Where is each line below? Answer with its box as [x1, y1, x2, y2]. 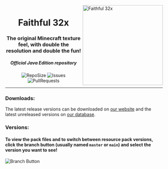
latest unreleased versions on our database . [5, 111, 96, 117]
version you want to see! [5, 147, 57, 153]
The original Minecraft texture [6, 35, 81, 42]
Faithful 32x [18, 17, 69, 28]
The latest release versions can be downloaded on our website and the [5, 106, 151, 112]
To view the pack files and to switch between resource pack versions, [5, 136, 153, 142]
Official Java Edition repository [10, 59, 77, 65]
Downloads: [5, 95, 35, 101]
